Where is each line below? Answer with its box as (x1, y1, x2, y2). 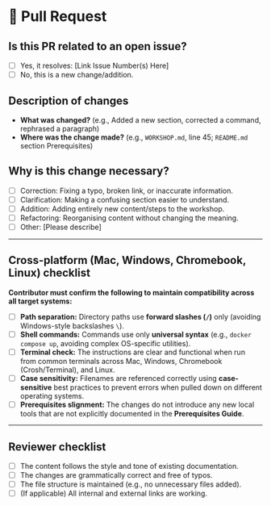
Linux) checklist (8, 266, 91, 280)
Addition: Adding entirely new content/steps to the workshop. (19, 203, 225, 213)
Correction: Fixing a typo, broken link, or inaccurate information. (19, 186, 234, 195)
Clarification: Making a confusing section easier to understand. (19, 194, 230, 204)
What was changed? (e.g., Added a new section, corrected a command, (19, 115, 261, 124)
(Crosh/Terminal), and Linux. (19, 365, 115, 374)
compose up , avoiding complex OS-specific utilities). (19, 339, 191, 348)
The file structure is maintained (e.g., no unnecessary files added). (19, 479, 242, 489)
